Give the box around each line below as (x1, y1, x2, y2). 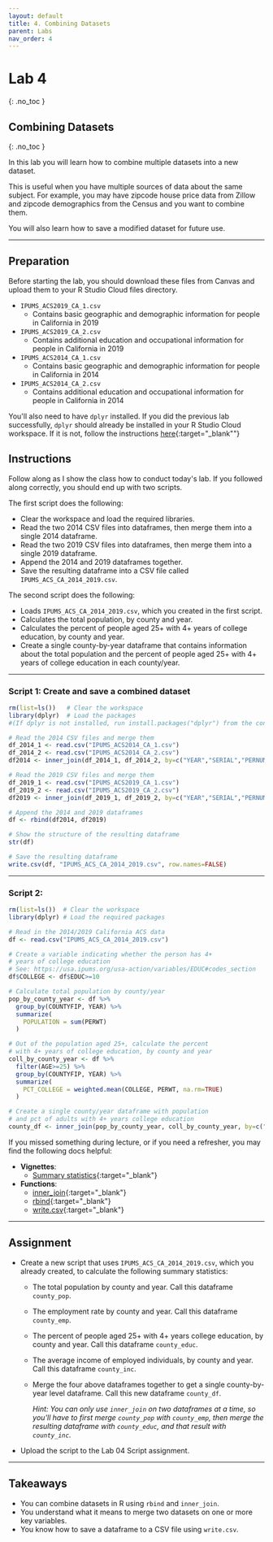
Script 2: (8, 887, 43, 898)
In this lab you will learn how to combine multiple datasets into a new (8, 158, 239, 167)
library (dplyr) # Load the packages (8, 711, 136, 719)
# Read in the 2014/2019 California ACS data (8, 927, 165, 936)
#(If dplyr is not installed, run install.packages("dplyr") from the (8, 719, 253, 728)
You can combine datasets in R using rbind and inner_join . (19, 1498, 219, 1508)
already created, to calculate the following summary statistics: (19, 1266, 228, 1276)
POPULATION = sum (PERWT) (23, 1018, 107, 1026)
